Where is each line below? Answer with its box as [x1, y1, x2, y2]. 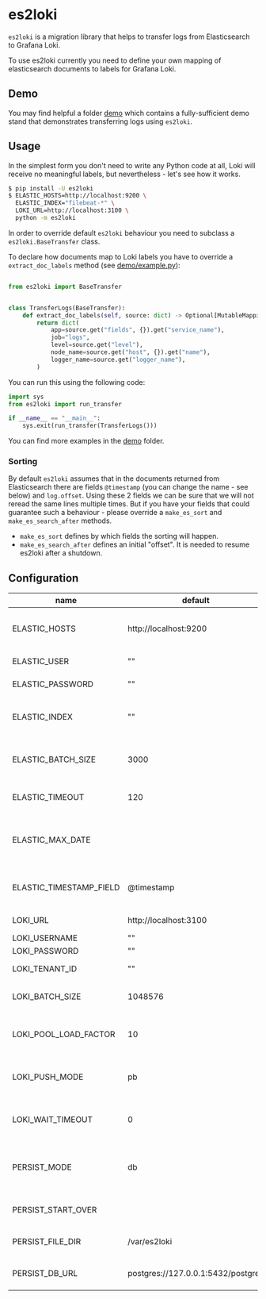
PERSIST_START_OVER [12, 1205, 97, 1216]
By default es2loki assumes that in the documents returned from [8, 474, 220, 483]
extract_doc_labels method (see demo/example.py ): [8, 260, 180, 270]
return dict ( [36, 319, 80, 327]
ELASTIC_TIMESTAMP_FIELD [12, 882, 120, 894]
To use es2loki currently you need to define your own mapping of [8, 56, 222, 65]
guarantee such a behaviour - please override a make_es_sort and [8, 508, 222, 517]
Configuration [8, 571, 79, 585]
